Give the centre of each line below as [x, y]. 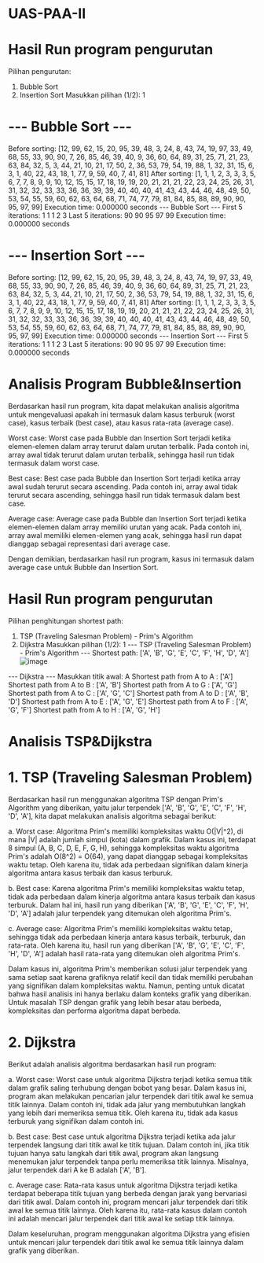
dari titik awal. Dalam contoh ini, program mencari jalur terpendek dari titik [128, 1202]
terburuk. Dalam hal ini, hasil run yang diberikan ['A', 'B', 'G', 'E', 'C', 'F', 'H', [128, 905]
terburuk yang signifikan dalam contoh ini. [76, 1121]
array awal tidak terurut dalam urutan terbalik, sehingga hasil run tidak [121, 455]
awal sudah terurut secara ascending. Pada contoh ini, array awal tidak [123, 486]
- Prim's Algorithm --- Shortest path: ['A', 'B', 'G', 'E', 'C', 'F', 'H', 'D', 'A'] [134, 653]
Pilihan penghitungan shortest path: [66, 620]
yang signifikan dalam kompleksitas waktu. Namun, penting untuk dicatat [126, 985]
